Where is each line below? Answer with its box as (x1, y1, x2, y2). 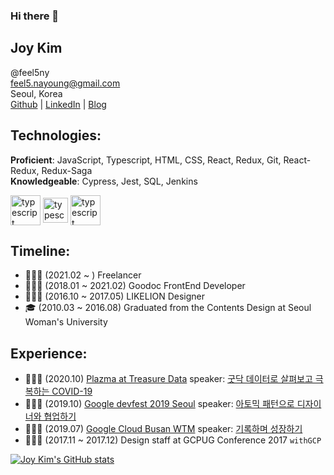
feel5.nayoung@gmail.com (10, 77, 121, 89)
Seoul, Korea (10, 87, 63, 99)
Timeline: (10, 242, 71, 259)
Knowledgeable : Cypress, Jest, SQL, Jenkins (10, 175, 198, 187)
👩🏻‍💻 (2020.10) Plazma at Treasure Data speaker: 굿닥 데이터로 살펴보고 (24, 373, 313, 385)
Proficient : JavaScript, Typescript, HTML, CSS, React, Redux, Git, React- (10, 154, 312, 166)
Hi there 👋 (10, 9, 60, 23)
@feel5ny (10, 66, 50, 78)
